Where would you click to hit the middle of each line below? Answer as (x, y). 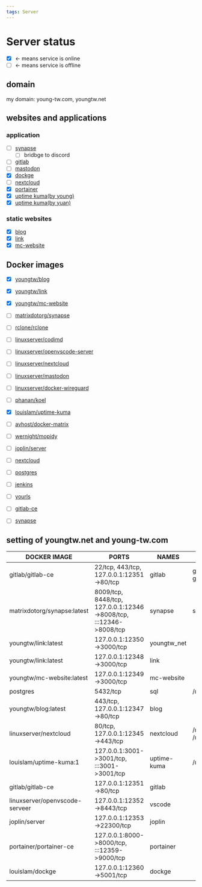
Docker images (35, 265)
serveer (20, 808)
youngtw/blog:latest (38, 709)
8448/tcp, (109, 600)
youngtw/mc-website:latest (49, 678)
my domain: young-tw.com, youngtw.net (56, 99)
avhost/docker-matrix (42, 424)
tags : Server (23, 12)
